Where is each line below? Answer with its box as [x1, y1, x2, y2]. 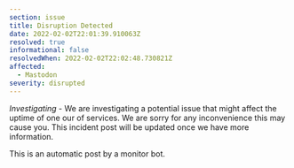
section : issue [9, 12, 66, 22]
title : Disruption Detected [9, 21, 114, 30]
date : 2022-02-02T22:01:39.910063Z [9, 29, 141, 38]
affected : [9, 63, 46, 72]
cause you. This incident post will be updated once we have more [9, 121, 250, 133]
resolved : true [9, 37, 66, 47]
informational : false [9, 46, 90, 55]
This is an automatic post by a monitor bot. [9, 148, 166, 159]
